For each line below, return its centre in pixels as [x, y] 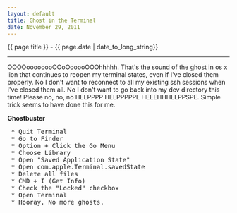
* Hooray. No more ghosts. [57, 202]
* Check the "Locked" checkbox [65, 188]
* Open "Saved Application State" [71, 160]
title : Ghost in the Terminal [52, 20]
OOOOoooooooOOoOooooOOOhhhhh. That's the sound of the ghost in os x [117, 67]
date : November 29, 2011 [44, 27]
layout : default [31, 14]
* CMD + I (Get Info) [48, 181]
